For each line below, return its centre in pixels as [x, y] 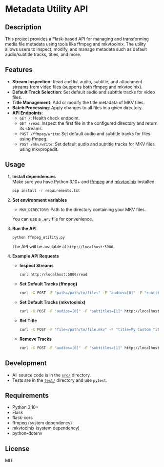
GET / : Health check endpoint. [50, 118]
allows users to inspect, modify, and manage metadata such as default [76, 49]
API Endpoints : [27, 113]
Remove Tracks [36, 339]
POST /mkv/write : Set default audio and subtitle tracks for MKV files [87, 144]
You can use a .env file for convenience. [53, 219]
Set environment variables [40, 200]
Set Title [28, 321]
